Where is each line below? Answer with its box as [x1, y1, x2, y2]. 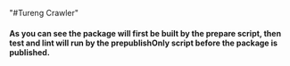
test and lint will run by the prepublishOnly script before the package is [9, 37, 278, 48]
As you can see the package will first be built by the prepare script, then [9, 28, 282, 38]
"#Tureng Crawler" [9, 8, 79, 18]
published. [9, 46, 51, 57]
